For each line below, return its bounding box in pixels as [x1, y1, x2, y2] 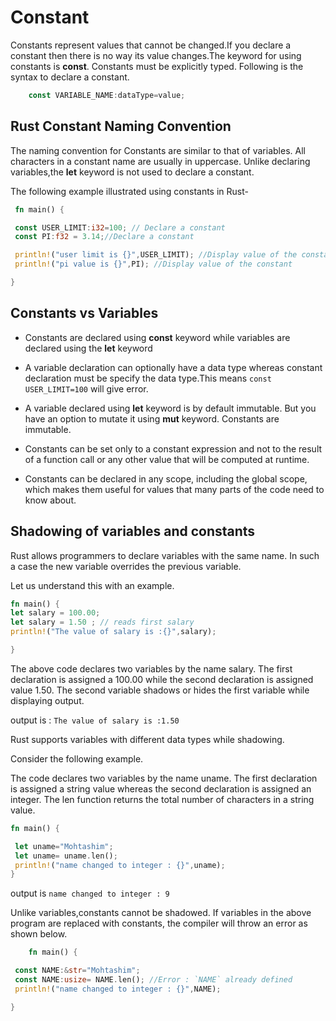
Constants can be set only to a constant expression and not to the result [24, 442, 323, 455]
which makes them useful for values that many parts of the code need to [24, 483, 325, 495]
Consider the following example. [10, 752, 144, 765]
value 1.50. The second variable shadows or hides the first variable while [10, 684, 310, 696]
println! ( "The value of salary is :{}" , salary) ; [10, 627, 217, 637]
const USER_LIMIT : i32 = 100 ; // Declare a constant [14, 222, 226, 233]
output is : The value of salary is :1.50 [10, 714, 180, 726]
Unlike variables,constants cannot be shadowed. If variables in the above [10, 907, 312, 919]
